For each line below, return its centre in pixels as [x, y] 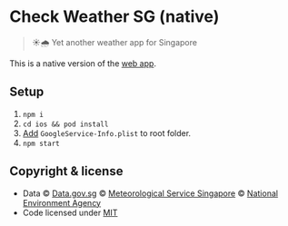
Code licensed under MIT [70, 212]
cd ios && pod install [65, 124]
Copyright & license [66, 171]
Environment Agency [62, 202]
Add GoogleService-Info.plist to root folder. [107, 133]
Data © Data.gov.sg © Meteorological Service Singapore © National [150, 193]
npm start [41, 143]
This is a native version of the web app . [83, 63]
